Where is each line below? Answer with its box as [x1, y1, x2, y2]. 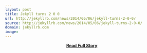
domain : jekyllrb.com [5, 25, 49, 30]
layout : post [5, 7, 32, 12]
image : [5, 29, 18, 34]
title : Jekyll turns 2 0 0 [5, 12, 60, 16]
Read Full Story [66, 43, 98, 48]
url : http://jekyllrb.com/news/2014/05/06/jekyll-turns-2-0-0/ [5, 16, 136, 21]
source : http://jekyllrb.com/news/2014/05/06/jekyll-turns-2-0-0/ [5, 20, 143, 26]
